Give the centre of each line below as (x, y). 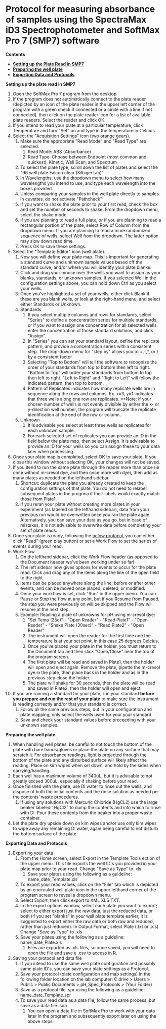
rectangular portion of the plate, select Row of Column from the (85, 225)
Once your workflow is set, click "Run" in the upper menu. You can (88, 593)
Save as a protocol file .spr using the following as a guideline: (83, 989)
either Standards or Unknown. (51, 304)
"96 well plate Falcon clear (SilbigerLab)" (62, 172)
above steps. (41, 1021)
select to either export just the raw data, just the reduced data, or (86, 911)
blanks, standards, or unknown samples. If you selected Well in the (88, 278)
